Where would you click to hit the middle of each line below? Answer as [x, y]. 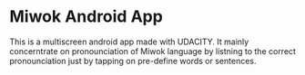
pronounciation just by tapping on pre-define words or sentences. [133, 61]
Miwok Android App [86, 17]
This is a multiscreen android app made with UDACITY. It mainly [129, 42]
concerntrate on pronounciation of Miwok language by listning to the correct [152, 51]
